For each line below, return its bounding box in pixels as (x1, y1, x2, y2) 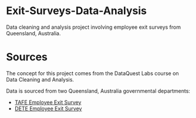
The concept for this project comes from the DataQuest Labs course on (6, 69, 179, 77)
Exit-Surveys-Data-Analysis (6, 4, 147, 18)
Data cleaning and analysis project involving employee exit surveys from (6, 23, 181, 31)
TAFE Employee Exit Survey (14, 99, 82, 106)
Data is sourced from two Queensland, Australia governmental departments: (6, 87, 191, 95)
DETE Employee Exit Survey (14, 104, 82, 112)
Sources (6, 50, 48, 64)
